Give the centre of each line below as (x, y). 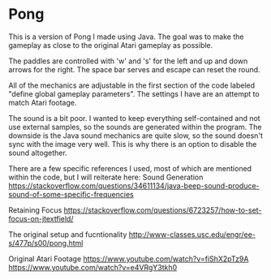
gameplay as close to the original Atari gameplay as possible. (111, 45)
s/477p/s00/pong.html (46, 243)
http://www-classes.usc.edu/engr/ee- (192, 234)
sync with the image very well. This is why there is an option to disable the (133, 144)
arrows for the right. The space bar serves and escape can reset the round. (135, 69)
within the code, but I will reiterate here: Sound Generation (106, 177)
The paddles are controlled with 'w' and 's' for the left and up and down (128, 61)
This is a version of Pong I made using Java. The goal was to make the (126, 37)
